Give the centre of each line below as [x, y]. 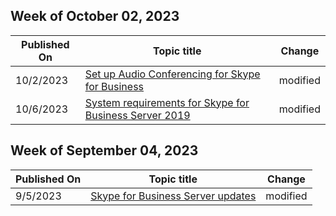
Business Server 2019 [137, 115]
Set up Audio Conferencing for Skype [172, 74]
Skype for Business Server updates [173, 196]
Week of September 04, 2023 [104, 150]
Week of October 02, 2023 [95, 16]
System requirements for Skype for [167, 102]
